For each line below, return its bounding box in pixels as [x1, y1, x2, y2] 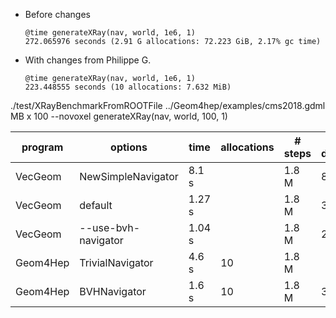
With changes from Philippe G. [24, 54, 152, 66]
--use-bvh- [79, 221, 141, 234]
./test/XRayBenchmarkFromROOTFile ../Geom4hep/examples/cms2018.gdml [10, 100, 326, 111]
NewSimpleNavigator [79, 170, 179, 183]
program [21, 140, 64, 154]
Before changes [24, 9, 91, 20]
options [110, 140, 148, 154]
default [79, 199, 113, 212]
